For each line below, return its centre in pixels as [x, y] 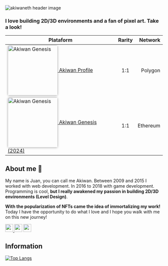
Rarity [125, 40]
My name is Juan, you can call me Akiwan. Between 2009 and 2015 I [76, 181]
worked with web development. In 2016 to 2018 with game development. [80, 186]
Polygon [150, 71]
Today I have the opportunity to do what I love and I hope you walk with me [82, 212]
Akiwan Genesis [78, 122]
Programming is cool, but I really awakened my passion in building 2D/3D [82, 191]
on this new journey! [26, 217]
